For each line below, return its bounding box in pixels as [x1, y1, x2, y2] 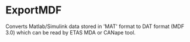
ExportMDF [5, 3, 62, 17]
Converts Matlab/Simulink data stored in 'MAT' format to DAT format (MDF [5, 23, 185, 30]
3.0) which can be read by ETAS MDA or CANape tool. [5, 29, 136, 36]
